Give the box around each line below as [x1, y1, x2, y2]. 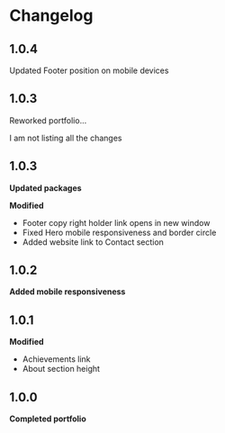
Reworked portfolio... [9, 114, 87, 126]
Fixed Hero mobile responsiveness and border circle [22, 227, 217, 238]
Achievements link [22, 354, 91, 365]
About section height [22, 364, 101, 374]
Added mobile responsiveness [9, 286, 126, 297]
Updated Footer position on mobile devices [9, 65, 169, 76]
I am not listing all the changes [9, 132, 122, 143]
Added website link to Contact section [22, 236, 165, 248]
